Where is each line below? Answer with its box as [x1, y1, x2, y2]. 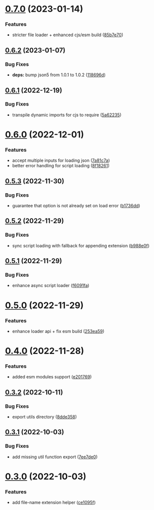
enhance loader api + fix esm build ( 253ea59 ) [12, 328, 105, 334]
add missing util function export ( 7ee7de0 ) [12, 454, 98, 460]
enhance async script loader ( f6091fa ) [12, 283, 89, 288]
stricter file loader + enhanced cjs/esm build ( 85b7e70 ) [12, 32, 124, 38]
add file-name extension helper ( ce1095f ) [12, 500, 96, 506]
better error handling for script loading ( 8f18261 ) [12, 163, 110, 169]
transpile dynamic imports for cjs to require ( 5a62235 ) [12, 111, 122, 118]
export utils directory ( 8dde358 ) [12, 414, 77, 420]
